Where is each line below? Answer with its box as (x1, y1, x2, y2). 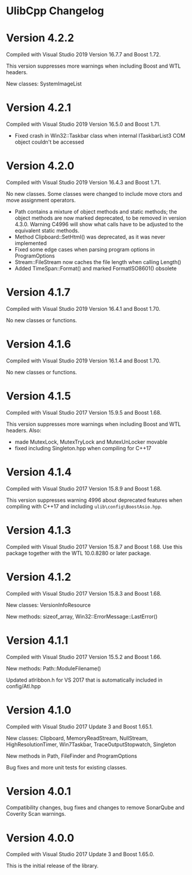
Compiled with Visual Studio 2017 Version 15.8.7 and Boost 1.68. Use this (6, 543, 183, 550)
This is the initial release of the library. (6, 862, 99, 870)
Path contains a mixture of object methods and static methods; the (14, 208, 177, 215)
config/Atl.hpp (6, 682, 41, 689)
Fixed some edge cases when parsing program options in (14, 246, 155, 253)
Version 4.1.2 (6, 570, 71, 584)
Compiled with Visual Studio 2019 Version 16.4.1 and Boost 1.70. (6, 305, 161, 312)
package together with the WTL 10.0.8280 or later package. (6, 549, 152, 556)
